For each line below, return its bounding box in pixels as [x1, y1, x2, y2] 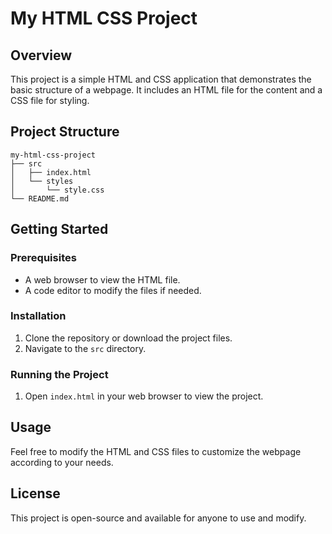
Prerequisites [10, 251, 77, 265]
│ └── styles [10, 176, 74, 186]
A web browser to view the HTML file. [24, 273, 181, 286]
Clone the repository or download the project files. [24, 332, 233, 344]
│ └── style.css [10, 185, 105, 195]
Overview [10, 47, 73, 64]
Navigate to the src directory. [24, 342, 147, 354]
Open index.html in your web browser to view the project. [24, 390, 264, 402]
